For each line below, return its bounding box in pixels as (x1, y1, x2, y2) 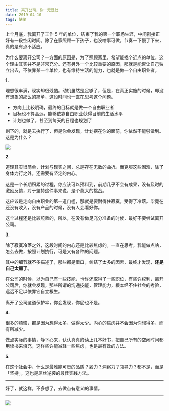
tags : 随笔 (5, 17, 27, 22)
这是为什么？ (5, 134, 32, 140)
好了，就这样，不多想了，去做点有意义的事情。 (5, 385, 102, 391)
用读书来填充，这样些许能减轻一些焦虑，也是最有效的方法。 (5, 343, 129, 349)
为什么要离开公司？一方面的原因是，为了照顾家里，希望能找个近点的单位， (5, 54, 159, 61)
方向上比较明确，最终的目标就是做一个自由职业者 (12, 104, 114, 111)
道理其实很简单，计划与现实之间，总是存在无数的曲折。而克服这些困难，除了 (5, 164, 164, 170)
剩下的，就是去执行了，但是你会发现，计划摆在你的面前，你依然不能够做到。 (5, 128, 164, 134)
